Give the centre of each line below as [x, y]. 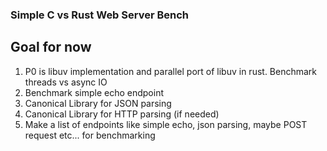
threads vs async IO [66, 82]
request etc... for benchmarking [90, 135]
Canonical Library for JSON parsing [98, 103]
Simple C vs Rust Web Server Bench [100, 15]
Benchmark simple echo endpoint [94, 92]
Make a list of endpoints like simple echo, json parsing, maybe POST [166, 124]
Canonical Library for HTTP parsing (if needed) [122, 114]
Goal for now [51, 47]
